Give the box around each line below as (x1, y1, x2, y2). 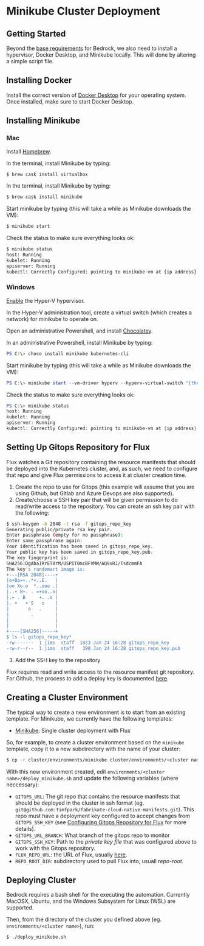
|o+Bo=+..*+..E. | (6, 577, 59, 584)
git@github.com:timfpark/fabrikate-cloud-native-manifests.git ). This (15, 805, 194, 813)
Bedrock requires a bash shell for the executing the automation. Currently (6, 891, 190, 898)
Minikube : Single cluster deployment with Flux (15, 727, 131, 734)
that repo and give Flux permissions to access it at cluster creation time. (6, 471, 187, 479)
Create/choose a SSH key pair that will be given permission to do (15, 496, 178, 503)
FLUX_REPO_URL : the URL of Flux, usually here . (15, 851, 127, 858)
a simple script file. (6, 58, 54, 65)
